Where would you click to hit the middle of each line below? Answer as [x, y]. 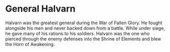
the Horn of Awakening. [30, 44]
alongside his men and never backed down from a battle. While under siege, [85, 28]
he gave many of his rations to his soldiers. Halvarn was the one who [78, 33]
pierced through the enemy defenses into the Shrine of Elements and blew [83, 39]
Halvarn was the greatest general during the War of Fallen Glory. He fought [84, 23]
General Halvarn [40, 9]
